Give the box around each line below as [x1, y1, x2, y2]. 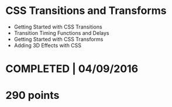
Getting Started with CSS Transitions [13, 23, 103, 30]
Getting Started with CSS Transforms [13, 35, 104, 42]
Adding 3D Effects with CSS [13, 42, 82, 49]
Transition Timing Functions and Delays [13, 29, 109, 36]
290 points [5, 89, 60, 102]
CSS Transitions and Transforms [5, 4, 167, 17]
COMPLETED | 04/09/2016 [5, 62, 139, 76]
